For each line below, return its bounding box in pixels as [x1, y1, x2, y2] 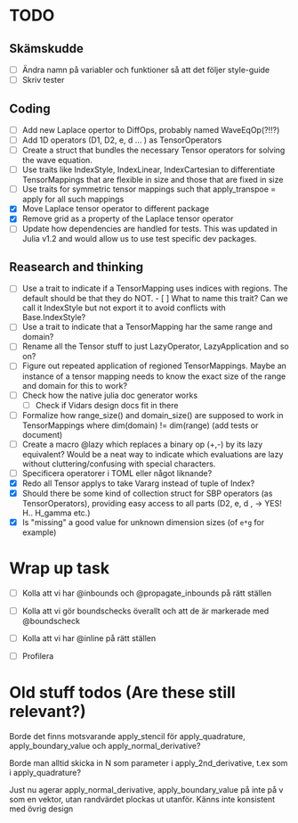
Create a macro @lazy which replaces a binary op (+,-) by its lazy [21, 439, 263, 449]
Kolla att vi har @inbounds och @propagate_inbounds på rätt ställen [21, 588, 272, 598]
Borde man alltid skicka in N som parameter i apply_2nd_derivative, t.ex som [9, 758, 288, 769]
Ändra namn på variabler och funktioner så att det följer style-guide [21, 64, 270, 75]
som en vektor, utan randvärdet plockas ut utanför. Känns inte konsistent [9, 794, 276, 805]
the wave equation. [21, 155, 93, 166]
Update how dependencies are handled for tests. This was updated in [21, 224, 278, 235]
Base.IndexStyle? [21, 312, 86, 323]
